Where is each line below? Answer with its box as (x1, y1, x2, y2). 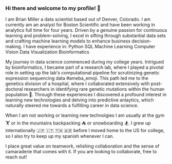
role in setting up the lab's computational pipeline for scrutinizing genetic (5, 70, 160, 76)
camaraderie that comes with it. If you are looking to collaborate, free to (5, 149, 157, 155)
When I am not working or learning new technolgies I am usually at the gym (5, 112, 165, 118)
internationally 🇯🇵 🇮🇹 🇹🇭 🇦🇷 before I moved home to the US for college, (5, 128, 165, 134)
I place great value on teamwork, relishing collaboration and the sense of (5, 143, 160, 149)
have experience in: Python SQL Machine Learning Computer (25, 44, 156, 50)
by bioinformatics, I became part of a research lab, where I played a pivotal (5, 64, 164, 71)
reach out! (5, 154, 27, 160)
